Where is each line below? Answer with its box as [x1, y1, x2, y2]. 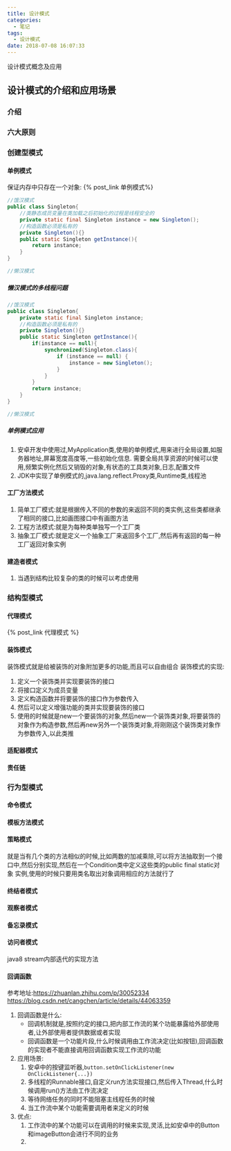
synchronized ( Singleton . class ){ [44, 346, 138, 354]
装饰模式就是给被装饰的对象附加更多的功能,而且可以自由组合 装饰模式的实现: [7, 662, 225, 671]
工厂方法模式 [7, 489, 44, 497]
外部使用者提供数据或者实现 [41, 1028, 121, 1036]
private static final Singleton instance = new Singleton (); [19, 216, 199, 223]
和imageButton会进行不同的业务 [27, 1129, 119, 1139]
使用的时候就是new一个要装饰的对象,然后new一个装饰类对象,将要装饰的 [17, 712, 221, 720]
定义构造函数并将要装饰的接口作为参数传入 [17, 694, 139, 703]
